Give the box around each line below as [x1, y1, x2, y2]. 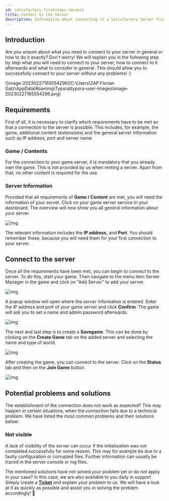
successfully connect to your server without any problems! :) [5, 70, 132, 76]
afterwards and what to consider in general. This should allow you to [5, 65, 147, 71]
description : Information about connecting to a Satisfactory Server [5, 17, 154, 22]
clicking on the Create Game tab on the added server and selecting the [5, 334, 153, 340]
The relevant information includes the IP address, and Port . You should [5, 229, 153, 235]
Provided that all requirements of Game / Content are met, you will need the [5, 194, 162, 200]
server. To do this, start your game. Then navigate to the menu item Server [5, 274, 160, 280]
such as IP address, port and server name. [5, 135, 93, 141]
